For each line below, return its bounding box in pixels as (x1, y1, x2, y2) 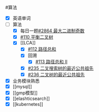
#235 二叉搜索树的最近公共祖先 (27, 65, 94, 71)
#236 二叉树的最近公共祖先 (27, 71, 85, 77)
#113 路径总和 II (35, 59, 68, 65)
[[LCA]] (20, 40, 36, 46)
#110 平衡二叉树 (20, 34, 53, 40)
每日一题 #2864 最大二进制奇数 (20, 28, 85, 34)
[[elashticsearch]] (12, 95, 50, 101)
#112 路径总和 (27, 46, 57, 52)
